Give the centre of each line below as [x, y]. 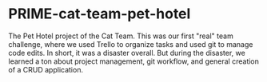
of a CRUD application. [46, 69]
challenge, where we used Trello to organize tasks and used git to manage [131, 44]
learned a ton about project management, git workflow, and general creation [134, 61]
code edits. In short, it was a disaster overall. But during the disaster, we [127, 53]
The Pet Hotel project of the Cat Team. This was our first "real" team [121, 36]
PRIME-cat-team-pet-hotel [100, 14]
